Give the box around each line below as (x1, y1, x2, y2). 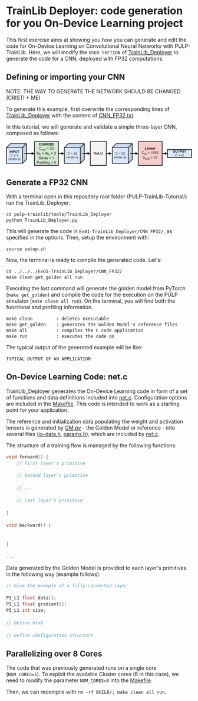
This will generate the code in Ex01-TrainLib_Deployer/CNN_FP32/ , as (6, 228, 173, 234)
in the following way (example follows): (6, 571, 101, 578)
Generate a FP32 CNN (6, 177, 88, 187)
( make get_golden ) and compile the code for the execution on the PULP (6, 291, 178, 298)
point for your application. (6, 406, 69, 414)
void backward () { (6, 522, 51, 529)
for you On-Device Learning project (6, 17, 183, 30)
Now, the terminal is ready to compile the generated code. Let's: (6, 257, 162, 263)
